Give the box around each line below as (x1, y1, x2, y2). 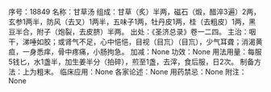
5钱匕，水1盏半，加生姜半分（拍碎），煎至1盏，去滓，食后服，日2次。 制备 (8, 57, 255, 66)
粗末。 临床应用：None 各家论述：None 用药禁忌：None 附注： (35, 67, 247, 76)
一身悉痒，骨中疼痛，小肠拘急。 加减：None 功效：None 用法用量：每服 (22, 47, 262, 56)
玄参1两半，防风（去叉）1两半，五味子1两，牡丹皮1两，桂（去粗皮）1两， (8, 17, 249, 26)
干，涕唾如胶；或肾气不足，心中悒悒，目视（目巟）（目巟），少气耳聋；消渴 (8, 37, 256, 46)
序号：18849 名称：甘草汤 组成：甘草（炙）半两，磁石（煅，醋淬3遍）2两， (8, 7, 261, 16)
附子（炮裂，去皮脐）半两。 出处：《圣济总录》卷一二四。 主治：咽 (35, 27, 256, 36)
